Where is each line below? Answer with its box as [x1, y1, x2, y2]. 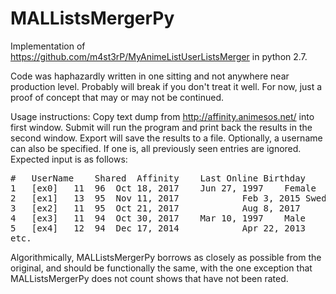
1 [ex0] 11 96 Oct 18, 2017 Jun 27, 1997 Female [10, 182, 317, 194]
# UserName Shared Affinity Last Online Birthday [10, 172, 307, 184]
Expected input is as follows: [10, 153, 128, 165]
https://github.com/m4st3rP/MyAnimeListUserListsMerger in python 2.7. [10, 50, 308, 62]
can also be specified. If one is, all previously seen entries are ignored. [10, 142, 302, 154]
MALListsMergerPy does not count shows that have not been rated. [10, 272, 289, 284]
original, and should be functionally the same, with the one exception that [10, 262, 313, 274]
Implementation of [10, 40, 86, 52]
